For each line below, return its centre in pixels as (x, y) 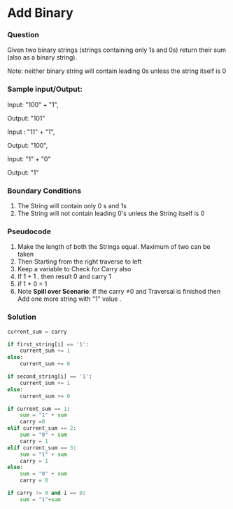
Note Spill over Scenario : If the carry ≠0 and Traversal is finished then (119, 292)
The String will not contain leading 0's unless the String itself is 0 (111, 213)
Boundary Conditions (44, 191)
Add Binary (40, 13)
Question (23, 35)
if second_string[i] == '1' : (50, 376)
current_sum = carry (37, 332)
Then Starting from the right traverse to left (79, 262)
